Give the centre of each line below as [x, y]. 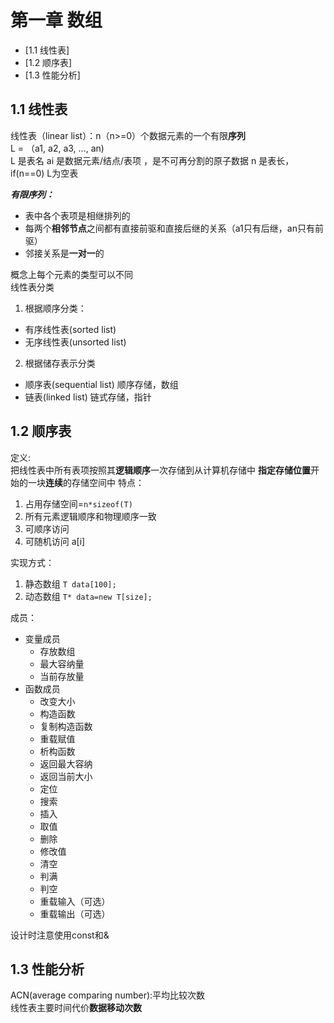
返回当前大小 [66, 776]
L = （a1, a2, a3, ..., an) [57, 148]
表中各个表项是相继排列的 [77, 215]
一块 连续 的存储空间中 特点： [86, 482]
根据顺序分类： [55, 308]
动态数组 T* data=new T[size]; [88, 596]
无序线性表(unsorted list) [75, 342]
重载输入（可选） [75, 901]
